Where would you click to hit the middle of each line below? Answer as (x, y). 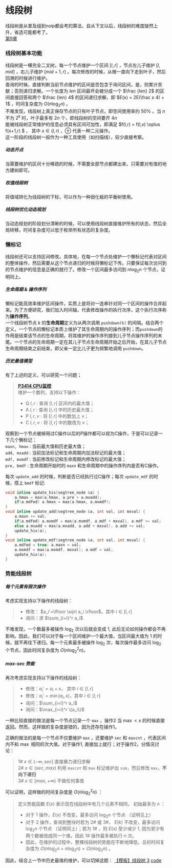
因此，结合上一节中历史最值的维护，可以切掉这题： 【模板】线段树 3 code (83, 860)
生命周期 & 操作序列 (26, 289)
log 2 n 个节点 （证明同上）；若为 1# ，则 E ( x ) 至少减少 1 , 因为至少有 (95, 829)
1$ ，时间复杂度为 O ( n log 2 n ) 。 (38, 105)
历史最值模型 (19, 361)
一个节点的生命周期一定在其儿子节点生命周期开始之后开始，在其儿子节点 (90, 342)
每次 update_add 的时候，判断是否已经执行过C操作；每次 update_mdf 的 (80, 476)
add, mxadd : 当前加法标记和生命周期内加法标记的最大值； (66, 452)
